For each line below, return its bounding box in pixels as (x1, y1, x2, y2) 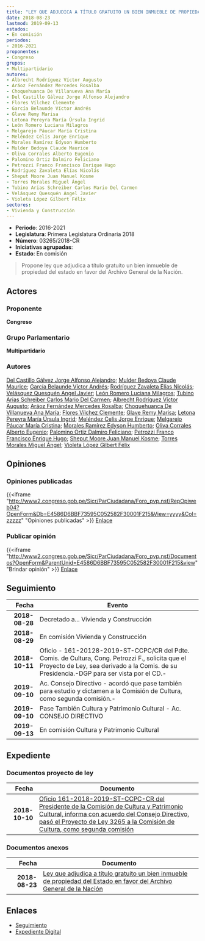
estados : (6, 26, 29, 32)
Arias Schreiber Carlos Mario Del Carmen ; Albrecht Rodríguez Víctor (6, 396, 178, 403)
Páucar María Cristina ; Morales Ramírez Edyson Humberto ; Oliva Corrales (6, 421, 192, 429)
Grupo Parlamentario (6, 333, 70, 342)
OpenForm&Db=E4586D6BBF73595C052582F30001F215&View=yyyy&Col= (6, 510, 197, 518)
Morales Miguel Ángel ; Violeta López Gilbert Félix (6, 441, 130, 448)
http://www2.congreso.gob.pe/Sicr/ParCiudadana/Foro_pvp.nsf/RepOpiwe (9, 498, 196, 505)
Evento (107, 601, 128, 610)
